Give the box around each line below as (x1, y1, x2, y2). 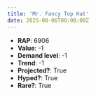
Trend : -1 (17, 58, 44, 67)
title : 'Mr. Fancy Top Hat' (7, 10, 90, 18)
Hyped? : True (17, 73, 58, 82)
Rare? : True (17, 81, 52, 89)
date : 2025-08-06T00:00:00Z (7, 17, 90, 24)
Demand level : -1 (17, 51, 68, 60)
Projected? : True (17, 66, 67, 75)
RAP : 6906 (17, 36, 50, 44)
